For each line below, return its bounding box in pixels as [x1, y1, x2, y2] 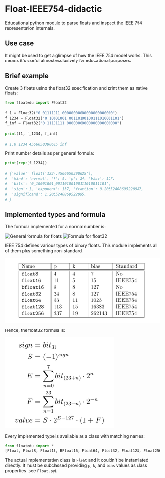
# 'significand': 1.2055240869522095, [5, 192, 87, 197]
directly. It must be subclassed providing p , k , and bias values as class [5, 462, 147, 468]
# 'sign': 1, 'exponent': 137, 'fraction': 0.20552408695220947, [5, 186, 144, 191]
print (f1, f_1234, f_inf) [5, 131, 58, 136]
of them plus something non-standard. [5, 248, 83, 254]
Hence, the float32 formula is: [5, 327, 65, 333]
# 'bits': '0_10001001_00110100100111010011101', [5, 181, 111, 186]
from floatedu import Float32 [5, 100, 67, 105]
